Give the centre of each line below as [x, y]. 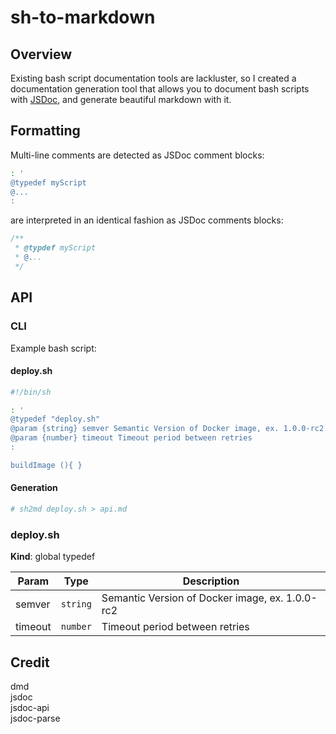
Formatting [45, 131]
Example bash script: [53, 348]
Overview [41, 54]
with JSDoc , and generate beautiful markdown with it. [121, 99]
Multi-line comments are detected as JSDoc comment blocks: [137, 155]
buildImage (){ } [46, 465]
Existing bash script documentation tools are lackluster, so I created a [153, 78]
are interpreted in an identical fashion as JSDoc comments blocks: [147, 220]
